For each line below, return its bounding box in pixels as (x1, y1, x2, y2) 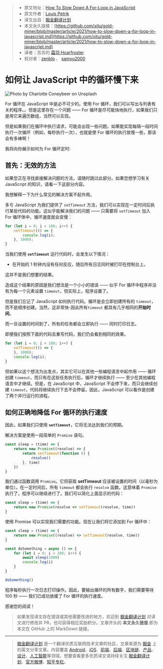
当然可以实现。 (43, 113, 73, 118)
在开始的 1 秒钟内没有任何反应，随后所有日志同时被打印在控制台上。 (12, 262, 148, 268)
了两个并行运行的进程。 (5, 393, 52, 399)
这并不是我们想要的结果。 (5, 272, 56, 278)
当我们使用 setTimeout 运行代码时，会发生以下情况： (5, 251, 110, 257)
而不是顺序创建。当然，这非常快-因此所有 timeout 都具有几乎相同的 (5, 304, 138, 310)
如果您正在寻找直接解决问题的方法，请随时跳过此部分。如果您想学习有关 (5, 175, 149, 181)
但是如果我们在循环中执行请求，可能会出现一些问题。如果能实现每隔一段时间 (5, 123, 158, 129)
